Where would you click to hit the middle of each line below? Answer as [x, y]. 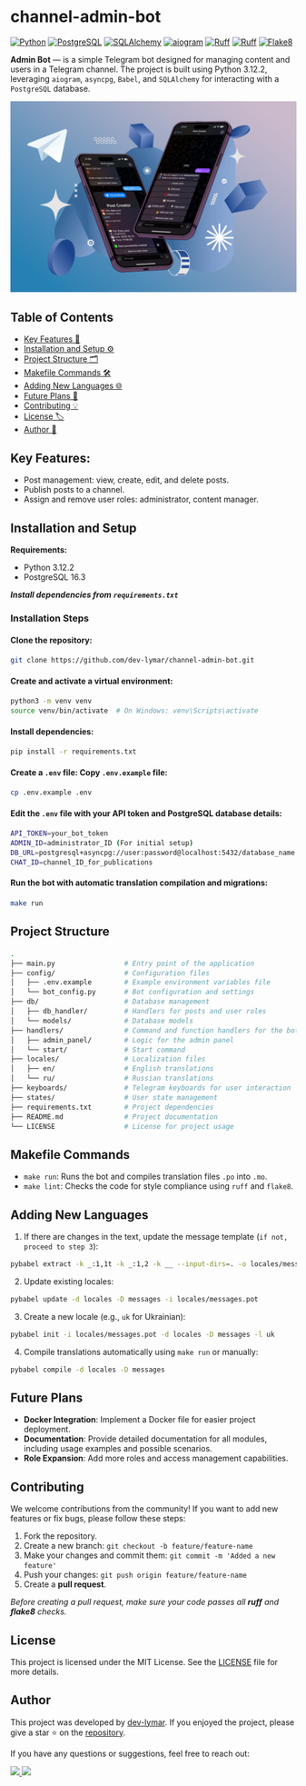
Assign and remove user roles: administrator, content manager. [141, 499]
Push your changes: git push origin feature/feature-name [135, 1575]
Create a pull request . [65, 1584]
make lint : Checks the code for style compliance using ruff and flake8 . [158, 1186]
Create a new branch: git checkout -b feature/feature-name [138, 1546]
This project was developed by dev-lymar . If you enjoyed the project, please [153, 1722]
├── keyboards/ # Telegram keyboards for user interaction [151, 1088]
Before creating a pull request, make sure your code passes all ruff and [145, 1602]
